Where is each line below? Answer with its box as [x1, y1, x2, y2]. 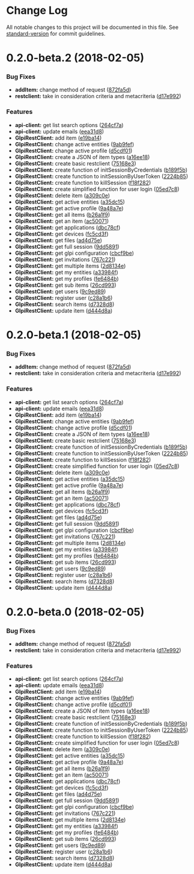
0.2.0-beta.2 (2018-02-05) [6, 51, 145, 65]
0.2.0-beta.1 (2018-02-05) [6, 328, 141, 342]
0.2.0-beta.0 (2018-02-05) [6, 605, 145, 619]
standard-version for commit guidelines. [6, 30, 106, 37]
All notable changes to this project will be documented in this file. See [6, 23, 179, 31]
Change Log [6, 4, 68, 17]
